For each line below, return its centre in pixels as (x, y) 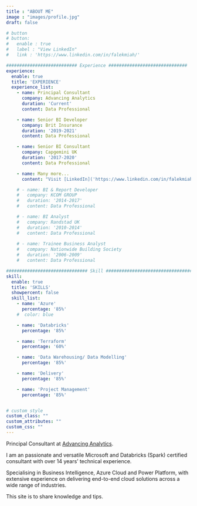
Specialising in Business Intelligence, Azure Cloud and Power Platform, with (97, 473)
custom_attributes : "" (34, 421)
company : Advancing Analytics (58, 98)
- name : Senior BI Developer (52, 120)
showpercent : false (35, 293)
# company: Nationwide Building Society (69, 249)
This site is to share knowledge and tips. (55, 496)
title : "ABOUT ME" (30, 11)
